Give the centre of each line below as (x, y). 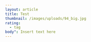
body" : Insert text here (30, 32)
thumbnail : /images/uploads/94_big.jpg (46, 18)
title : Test (17, 14)
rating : (13, 23)
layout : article (22, 9)
